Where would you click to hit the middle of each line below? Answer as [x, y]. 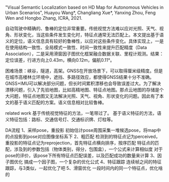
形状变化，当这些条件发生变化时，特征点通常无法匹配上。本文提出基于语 [89, 35]
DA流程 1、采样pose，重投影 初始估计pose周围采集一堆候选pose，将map [81, 130]
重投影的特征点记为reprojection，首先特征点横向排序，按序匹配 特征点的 [80, 143]
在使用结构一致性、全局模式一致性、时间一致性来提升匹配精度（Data [76, 47]
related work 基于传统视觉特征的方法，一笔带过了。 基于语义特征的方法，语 [83, 113]
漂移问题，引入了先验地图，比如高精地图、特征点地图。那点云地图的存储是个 [84, 90]
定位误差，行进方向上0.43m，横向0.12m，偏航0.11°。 [60, 60]
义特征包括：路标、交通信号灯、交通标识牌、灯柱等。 [60, 119]
